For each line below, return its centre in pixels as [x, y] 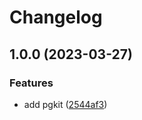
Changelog [56, 17]
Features [31, 83]
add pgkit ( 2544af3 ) [65, 104]
